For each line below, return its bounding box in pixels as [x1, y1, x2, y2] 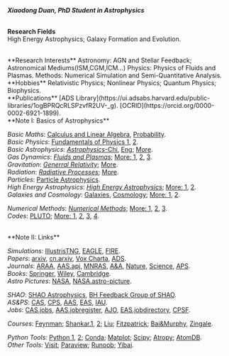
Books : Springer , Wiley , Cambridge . [7, 269, 111, 277]
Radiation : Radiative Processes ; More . [7, 168, 119, 176]
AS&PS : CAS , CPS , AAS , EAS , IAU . [7, 298, 108, 306]
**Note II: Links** [7, 233, 60, 241]
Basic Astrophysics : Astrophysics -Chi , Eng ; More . [7, 145, 154, 153]
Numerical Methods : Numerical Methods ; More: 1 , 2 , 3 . [7, 204, 168, 212]
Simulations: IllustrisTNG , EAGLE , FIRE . [7, 247, 121, 255]
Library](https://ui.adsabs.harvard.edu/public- [75, 94, 211, 102]
